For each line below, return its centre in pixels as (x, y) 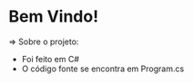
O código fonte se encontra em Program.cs (103, 69)
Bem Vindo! (54, 17)
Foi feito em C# (50, 59)
